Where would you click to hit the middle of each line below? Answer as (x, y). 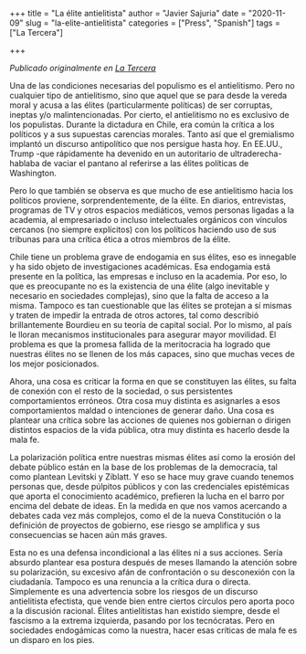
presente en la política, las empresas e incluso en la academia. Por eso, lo (148, 276)
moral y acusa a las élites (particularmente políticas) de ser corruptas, (141, 105)
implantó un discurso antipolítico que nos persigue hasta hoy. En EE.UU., (146, 144)
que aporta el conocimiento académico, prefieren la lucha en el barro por (147, 496)
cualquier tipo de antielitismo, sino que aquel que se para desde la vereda (148, 95)
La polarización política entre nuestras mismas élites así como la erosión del (153, 457)
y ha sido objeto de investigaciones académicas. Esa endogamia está (140, 267)
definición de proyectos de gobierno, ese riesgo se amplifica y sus (135, 525)
